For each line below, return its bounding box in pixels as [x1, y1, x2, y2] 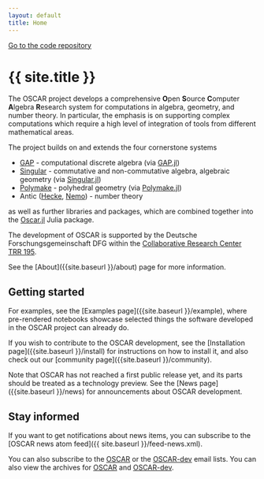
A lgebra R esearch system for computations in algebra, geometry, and [8, 102, 235, 112]
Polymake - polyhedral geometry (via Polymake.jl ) [19, 183, 182, 193]
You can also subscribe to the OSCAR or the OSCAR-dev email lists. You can [8, 455, 257, 464]
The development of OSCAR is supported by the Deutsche [8, 230, 198, 240]
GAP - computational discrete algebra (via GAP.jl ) [19, 158, 180, 168]
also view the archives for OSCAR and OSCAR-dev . [8, 462, 174, 473]
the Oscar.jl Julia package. [8, 215, 95, 225]
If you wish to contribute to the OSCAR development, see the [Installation [8, 338, 246, 347]
